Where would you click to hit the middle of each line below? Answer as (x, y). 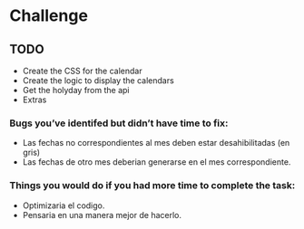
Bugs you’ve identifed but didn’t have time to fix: (119, 123)
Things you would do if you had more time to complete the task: (152, 186)
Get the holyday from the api (76, 90)
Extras (34, 100)
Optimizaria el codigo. (64, 205)
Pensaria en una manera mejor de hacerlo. (102, 215)
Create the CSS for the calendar (82, 71)
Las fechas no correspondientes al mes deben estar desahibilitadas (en (156, 143)
